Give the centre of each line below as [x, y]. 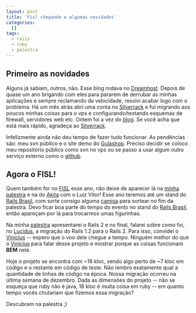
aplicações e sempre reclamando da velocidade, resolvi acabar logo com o [97, 100]
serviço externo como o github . [44, 156]
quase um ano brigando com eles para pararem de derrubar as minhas [92, 94]
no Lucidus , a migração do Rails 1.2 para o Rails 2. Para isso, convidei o [92, 231]
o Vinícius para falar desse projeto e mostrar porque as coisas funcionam [95, 244]
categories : [21, 22]
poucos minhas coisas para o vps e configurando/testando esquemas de [94, 113]
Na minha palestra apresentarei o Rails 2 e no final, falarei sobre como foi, [95, 225]
